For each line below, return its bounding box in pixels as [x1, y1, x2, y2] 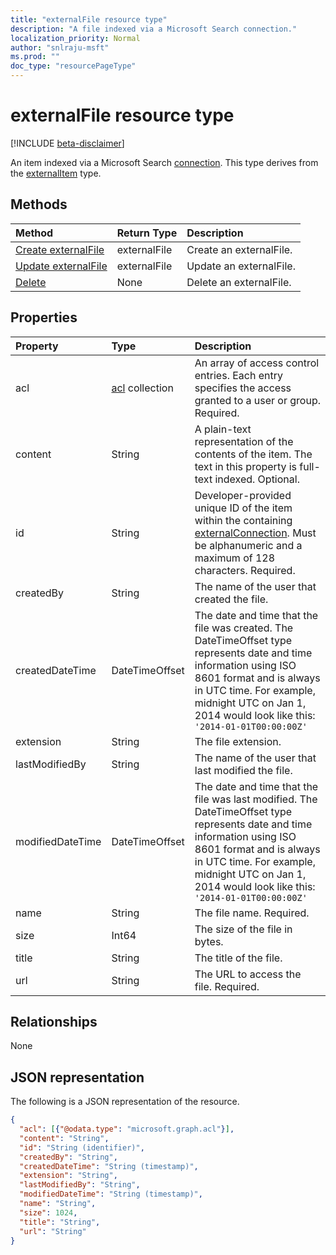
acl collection [111, 381, 174, 395]
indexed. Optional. [214, 472, 300, 486]
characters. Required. [194, 563, 296, 577]
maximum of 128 [194, 551, 276, 565]
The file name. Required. [194, 906, 310, 920]
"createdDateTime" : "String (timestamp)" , [19, 1161, 199, 1171]
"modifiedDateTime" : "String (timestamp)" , [19, 1189, 203, 1200]
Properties [10, 309, 78, 326]
